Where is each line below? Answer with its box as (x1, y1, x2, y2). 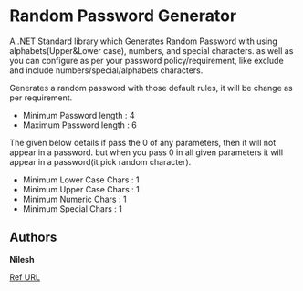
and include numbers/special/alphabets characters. (9, 65, 204, 76)
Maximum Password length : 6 (22, 120, 137, 130)
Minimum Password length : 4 (22, 109, 135, 120)
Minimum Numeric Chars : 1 (22, 193, 127, 204)
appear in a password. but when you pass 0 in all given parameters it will (9, 147, 284, 158)
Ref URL (9, 271, 41, 283)
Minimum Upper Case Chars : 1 (22, 183, 140, 194)
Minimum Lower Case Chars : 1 (22, 174, 140, 185)
